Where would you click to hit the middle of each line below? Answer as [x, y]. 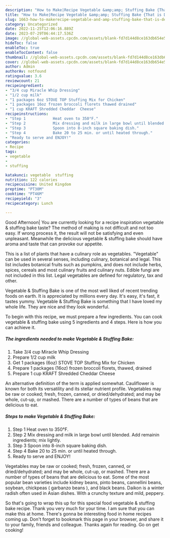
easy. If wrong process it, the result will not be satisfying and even [74, 233]
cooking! [14, 530]
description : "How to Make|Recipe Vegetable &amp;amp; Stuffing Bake [80, 10]
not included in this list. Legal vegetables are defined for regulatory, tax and [84, 275]
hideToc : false [21, 43]
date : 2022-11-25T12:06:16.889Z [39, 29]
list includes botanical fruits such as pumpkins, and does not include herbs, [84, 264]
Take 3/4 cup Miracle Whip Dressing [51, 352]
